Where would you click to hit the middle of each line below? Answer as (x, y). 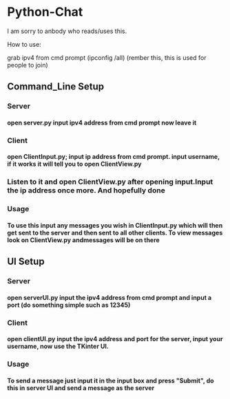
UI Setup (26, 262)
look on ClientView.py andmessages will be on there (83, 240)
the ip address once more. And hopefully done (86, 191)
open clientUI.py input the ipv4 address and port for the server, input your (115, 339)
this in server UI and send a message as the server (81, 388)
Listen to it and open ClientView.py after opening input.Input (110, 182)
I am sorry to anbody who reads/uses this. (67, 31)
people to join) (28, 65)
